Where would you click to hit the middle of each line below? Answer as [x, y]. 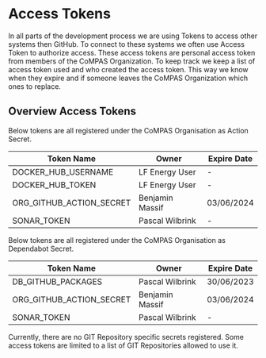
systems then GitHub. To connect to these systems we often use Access [127, 44]
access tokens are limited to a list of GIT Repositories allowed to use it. [123, 345]
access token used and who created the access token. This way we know [128, 69]
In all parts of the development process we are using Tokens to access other [133, 36]
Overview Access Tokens [72, 112]
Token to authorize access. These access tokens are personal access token [132, 52]
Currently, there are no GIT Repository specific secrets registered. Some [126, 337]
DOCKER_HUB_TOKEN [54, 185]
